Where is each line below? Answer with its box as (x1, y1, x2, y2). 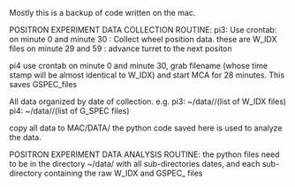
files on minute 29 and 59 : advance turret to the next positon (9, 43, 232, 54)
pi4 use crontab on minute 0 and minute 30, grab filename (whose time (9, 61, 269, 71)
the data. (9, 132, 42, 142)
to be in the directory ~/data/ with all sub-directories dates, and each (9, 159, 261, 168)
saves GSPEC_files (9, 79, 78, 89)
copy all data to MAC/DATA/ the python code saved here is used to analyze (9, 123, 283, 133)
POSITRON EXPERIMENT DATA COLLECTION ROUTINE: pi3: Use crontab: (9, 25, 277, 34)
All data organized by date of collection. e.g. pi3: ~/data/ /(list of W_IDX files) (9, 96, 287, 107)
